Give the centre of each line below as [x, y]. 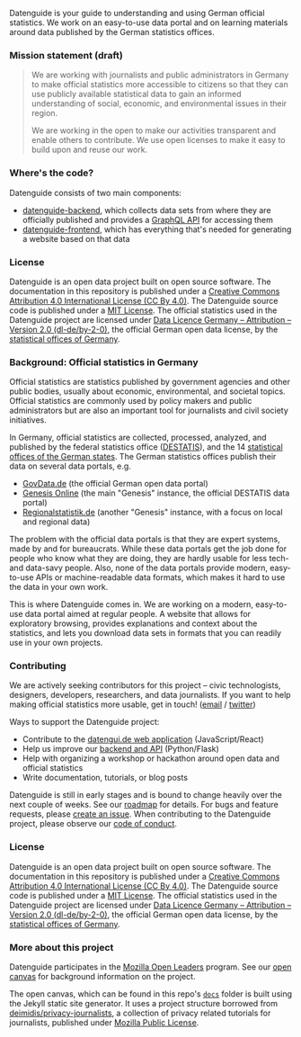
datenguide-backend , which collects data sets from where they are [146, 210]
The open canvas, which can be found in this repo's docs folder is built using [151, 994]
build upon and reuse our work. [89, 150]
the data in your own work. [59, 587]
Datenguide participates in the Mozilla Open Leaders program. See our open [150, 967]
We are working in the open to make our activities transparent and [154, 130]
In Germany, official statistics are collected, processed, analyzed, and [138, 438]
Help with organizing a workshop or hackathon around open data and [151, 758]
